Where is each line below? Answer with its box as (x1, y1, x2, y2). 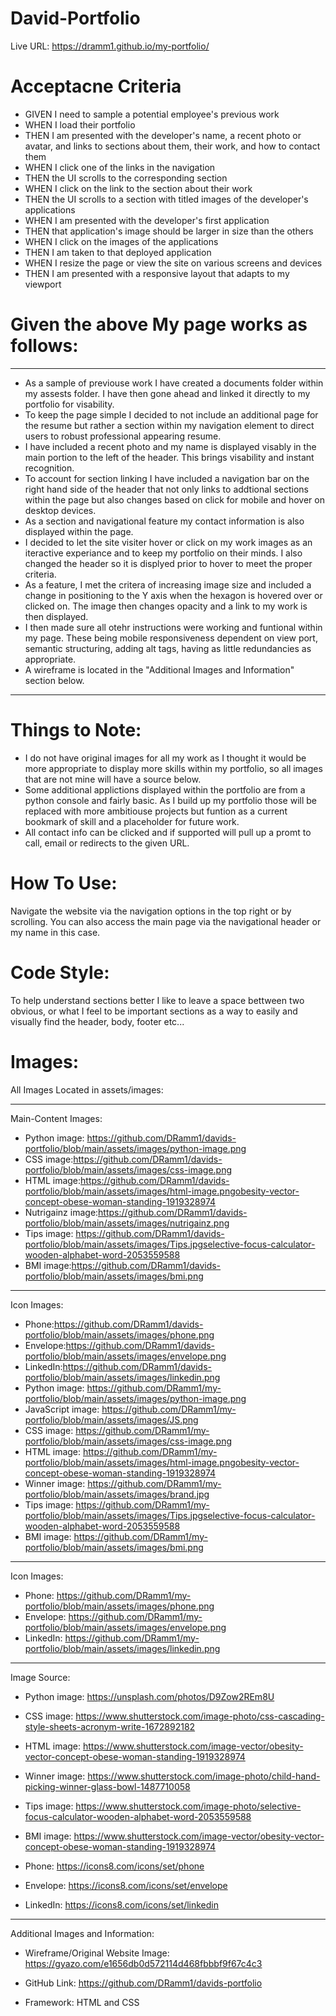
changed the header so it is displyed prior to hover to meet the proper (24, 557, 313, 569)
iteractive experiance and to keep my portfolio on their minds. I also (24, 547, 303, 559)
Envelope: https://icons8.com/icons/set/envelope (24, 1879, 228, 1891)
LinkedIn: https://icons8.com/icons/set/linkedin (24, 1898, 220, 1911)
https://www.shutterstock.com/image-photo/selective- (75, 1800, 302, 1812)
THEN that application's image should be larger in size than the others (24, 225, 314, 237)
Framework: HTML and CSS (24, 1996, 140, 2008)
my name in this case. (10, 926, 101, 938)
